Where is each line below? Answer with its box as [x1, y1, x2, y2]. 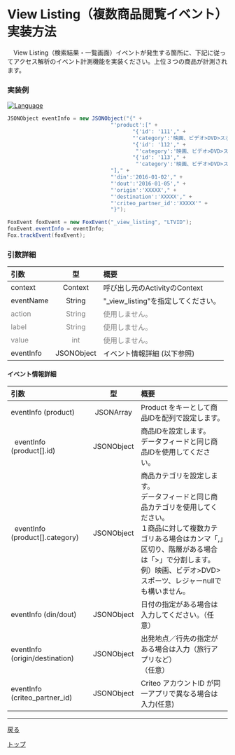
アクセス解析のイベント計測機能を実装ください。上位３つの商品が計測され [13, 57, 228, 65]
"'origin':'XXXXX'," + [111, 186, 177, 193]
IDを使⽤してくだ [148, 448, 204, 457]
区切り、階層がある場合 [141, 544, 218, 554]
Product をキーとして [141, 403, 211, 413]
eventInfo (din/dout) [10, 610, 77, 620]
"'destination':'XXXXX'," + [111, 193, 192, 200]
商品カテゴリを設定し [141, 471, 211, 480]
